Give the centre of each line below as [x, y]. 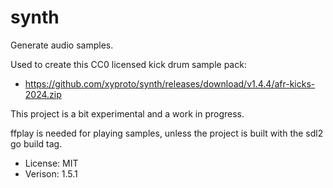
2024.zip [43, 94]
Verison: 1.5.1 [51, 173]
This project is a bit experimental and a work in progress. [127, 113]
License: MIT [51, 163]
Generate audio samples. [62, 45]
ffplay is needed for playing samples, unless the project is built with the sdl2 [167, 133]
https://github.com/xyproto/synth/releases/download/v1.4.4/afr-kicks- [170, 83]
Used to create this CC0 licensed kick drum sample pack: [128, 64]
